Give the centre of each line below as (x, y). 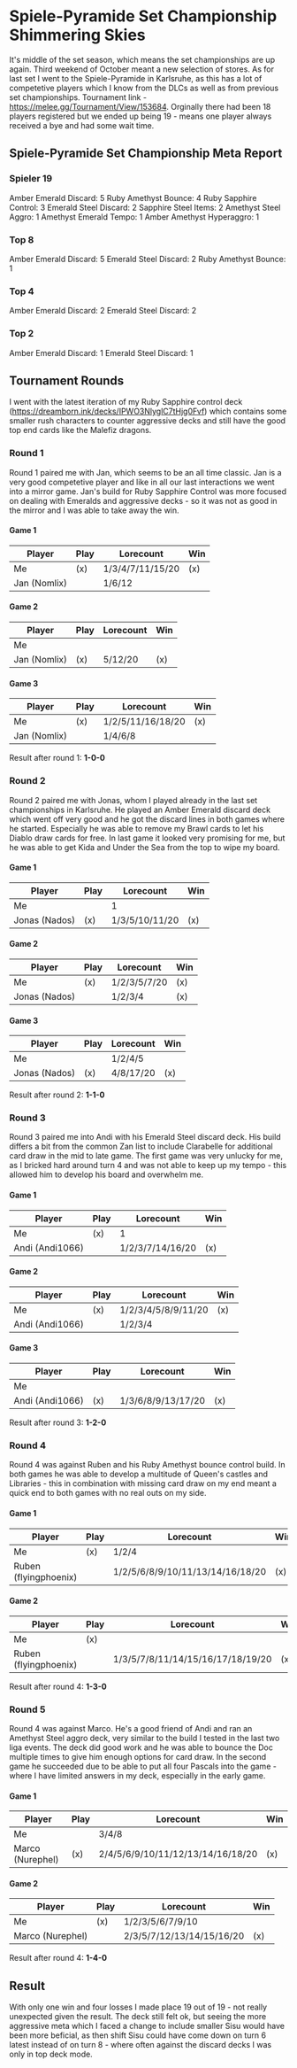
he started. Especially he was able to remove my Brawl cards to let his (137, 828)
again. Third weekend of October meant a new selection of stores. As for (142, 69)
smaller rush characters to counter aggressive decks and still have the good (147, 421)
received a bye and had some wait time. (82, 125)
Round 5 (27, 1709)
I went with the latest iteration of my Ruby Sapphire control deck (126, 402)
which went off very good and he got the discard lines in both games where (147, 819)
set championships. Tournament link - (78, 97)
